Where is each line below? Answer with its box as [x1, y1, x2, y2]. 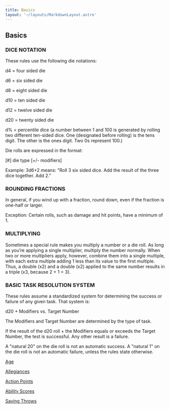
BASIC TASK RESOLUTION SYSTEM [5, 281, 95, 288]
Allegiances [5, 368, 30, 374]
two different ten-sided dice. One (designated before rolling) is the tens [5, 132, 155, 138]
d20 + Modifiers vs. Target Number [5, 308, 79, 314]
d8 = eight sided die [5, 87, 47, 94]
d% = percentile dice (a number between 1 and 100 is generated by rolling [5, 127, 160, 133]
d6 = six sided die [5, 77, 43, 84]
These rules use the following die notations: [5, 58, 97, 64]
